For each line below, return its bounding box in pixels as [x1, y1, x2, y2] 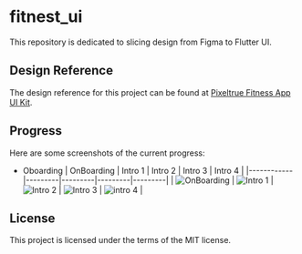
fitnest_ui [9, 6, 83, 27]
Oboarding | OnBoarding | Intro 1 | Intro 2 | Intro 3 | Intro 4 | [22, 165, 245, 176]
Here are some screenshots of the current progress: [9, 147, 205, 158]
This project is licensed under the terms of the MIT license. [9, 235, 231, 246]
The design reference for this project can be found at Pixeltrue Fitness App [9, 86, 291, 97]
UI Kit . [9, 97, 33, 107]
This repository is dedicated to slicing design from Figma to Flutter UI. [9, 36, 272, 47]
